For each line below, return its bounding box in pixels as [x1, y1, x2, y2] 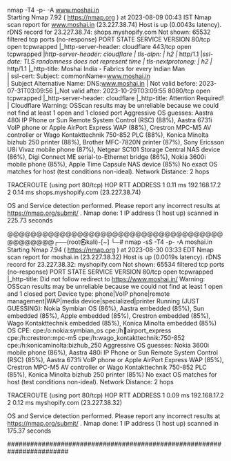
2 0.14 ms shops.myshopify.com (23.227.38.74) [7, 188, 141, 196]
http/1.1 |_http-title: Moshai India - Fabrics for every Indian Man [7, 65, 185, 73]
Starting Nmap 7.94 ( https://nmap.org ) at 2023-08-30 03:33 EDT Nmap [7, 245, 214, 254]
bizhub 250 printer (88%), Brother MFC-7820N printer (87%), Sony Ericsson [7, 138, 225, 146]
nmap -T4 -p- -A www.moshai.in [7, 6, 99, 14]
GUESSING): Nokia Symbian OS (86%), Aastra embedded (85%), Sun [7, 304, 205, 312]
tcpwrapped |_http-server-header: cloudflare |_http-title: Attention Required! [7, 94, 224, 102]
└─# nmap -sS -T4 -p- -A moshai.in [110, 238, 212, 246]
